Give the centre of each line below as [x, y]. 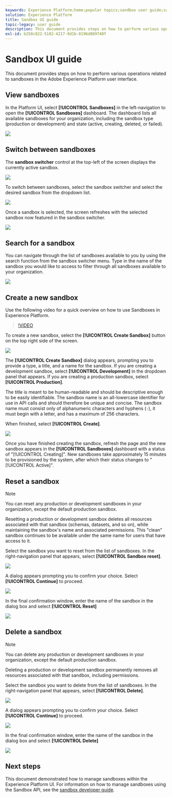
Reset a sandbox [33, 481]
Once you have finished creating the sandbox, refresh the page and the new [86, 443]
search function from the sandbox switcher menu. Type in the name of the [84, 261]
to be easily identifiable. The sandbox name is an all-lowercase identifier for [85, 398]
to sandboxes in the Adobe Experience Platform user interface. [72, 79]
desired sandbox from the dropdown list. [48, 192]
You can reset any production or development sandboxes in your [73, 504]
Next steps [23, 766]
